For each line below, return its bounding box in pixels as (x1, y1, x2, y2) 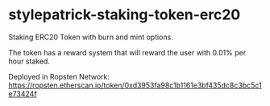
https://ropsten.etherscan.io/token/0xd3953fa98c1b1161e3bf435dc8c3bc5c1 (8, 80, 262, 90)
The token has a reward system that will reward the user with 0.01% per (8, 47, 247, 57)
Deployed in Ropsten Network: (8, 71, 110, 81)
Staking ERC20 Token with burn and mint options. (8, 32, 173, 42)
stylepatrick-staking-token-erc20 (8, 6, 241, 24)
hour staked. (8, 56, 51, 66)
